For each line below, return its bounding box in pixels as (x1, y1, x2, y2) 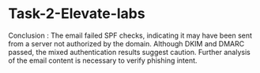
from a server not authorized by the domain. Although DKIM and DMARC (8, 38, 245, 48)
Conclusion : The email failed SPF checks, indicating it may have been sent (8, 31, 253, 40)
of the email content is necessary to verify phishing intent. (8, 56, 198, 65)
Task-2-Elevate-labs (8, 5, 145, 23)
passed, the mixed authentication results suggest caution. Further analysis (8, 47, 251, 57)
